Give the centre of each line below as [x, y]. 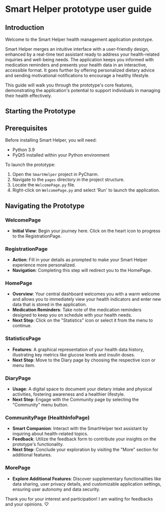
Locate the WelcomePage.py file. [44, 185]
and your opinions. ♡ [27, 504]
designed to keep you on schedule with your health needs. [72, 315]
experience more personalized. [44, 265]
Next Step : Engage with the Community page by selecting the [76, 400]
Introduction [25, 28]
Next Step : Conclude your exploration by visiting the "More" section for [85, 450]
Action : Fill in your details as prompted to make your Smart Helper [80, 260]
